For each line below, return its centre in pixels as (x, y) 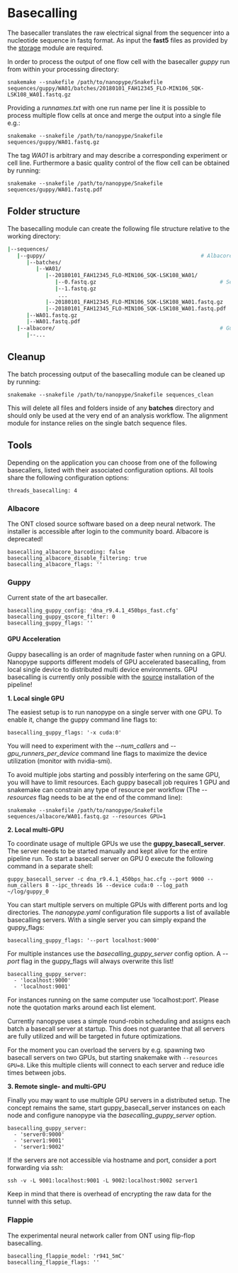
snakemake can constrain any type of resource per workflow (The (104, 790)
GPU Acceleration (34, 639)
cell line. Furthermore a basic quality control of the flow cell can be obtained (119, 163)
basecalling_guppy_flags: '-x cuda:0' (64, 733)
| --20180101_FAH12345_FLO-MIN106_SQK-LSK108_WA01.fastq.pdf (136, 308)
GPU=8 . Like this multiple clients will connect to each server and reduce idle (116, 1065)
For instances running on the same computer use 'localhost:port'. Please (113, 1000)
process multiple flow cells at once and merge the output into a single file (114, 115)
